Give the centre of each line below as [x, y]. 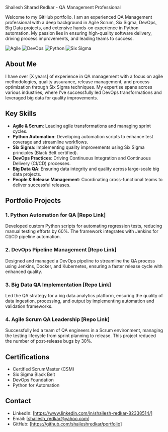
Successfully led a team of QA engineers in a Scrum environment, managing [84, 331]
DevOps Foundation [33, 380]
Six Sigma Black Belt [34, 374]
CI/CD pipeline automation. [33, 237]
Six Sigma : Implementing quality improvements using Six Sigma [78, 147]
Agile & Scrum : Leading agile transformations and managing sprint [81, 126]
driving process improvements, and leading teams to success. [70, 38]
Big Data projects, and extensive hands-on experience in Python [72, 28]
